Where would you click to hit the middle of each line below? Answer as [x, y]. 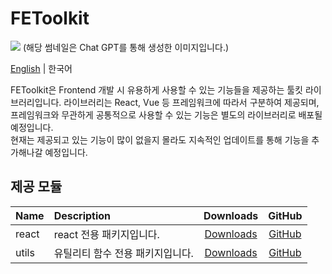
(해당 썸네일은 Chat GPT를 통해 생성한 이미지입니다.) [126, 47]
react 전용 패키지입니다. [106, 234]
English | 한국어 [41, 68]
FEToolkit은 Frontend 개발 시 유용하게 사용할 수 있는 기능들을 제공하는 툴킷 [156, 89]
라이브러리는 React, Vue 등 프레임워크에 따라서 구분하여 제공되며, [191, 102]
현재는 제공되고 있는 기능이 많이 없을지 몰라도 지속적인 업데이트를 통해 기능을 [160, 139]
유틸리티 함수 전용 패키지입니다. [123, 253]
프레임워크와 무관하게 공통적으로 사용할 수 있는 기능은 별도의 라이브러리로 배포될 [166, 114]
